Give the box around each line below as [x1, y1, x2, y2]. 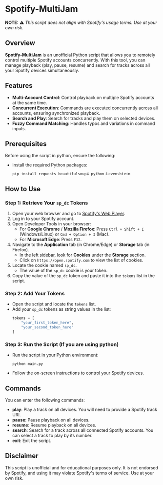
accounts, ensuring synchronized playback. [12, 110, 101, 116]
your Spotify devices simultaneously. [5, 67, 80, 73]
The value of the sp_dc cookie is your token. [19, 267, 108, 274]
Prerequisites [5, 140, 47, 148]
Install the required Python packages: [12, 162, 88, 168]
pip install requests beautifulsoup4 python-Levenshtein [12, 172, 131, 177]
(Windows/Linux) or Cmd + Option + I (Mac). [19, 231, 110, 237]
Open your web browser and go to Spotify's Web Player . [12, 211, 125, 217]
